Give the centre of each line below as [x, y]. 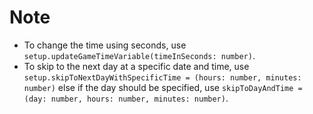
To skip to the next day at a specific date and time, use [136, 66]
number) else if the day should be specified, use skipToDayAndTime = [163, 87]
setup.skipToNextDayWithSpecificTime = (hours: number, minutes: [162, 77]
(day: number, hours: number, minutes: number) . [126, 98]
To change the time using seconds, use [105, 45]
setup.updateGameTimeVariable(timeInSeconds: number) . [139, 55]
